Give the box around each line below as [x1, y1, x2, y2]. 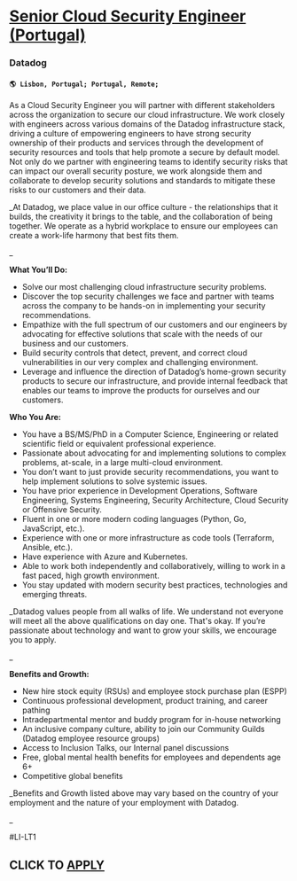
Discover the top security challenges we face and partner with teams [21, 291, 275, 302]
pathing [21, 705, 51, 715]
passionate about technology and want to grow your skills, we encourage [9, 625, 277, 635]
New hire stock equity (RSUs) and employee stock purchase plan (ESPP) [21, 686, 288, 697]
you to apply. [9, 635, 57, 645]
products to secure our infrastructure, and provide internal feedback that [21, 376, 288, 386]
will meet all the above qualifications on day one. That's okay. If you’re [9, 616, 266, 627]
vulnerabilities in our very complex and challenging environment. [21, 357, 259, 368]
